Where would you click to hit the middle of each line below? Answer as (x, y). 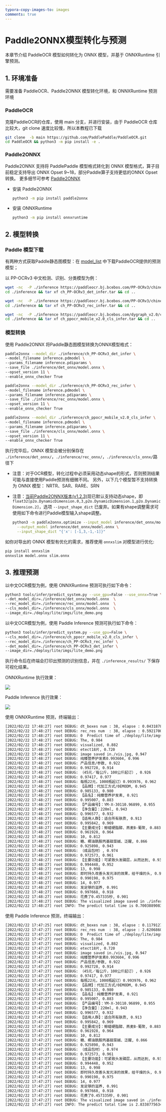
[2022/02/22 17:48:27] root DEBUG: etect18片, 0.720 (60, 749)
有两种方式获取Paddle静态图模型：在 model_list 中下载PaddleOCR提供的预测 (83, 261)
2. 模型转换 (22, 234)
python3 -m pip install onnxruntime (50, 218)
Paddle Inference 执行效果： (34, 697)
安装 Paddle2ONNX (32, 189)
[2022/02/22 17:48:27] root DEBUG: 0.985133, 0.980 (59, 791)
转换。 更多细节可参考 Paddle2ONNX (43, 178)
